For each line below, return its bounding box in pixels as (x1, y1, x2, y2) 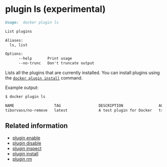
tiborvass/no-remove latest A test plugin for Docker (5, 108, 153, 113)
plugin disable (12, 140, 41, 146)
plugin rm (12, 156, 32, 162)
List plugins (5, 29, 32, 34)
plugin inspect (12, 145, 42, 151)
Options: (5, 51, 23, 57)
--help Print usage (18, 56, 72, 61)
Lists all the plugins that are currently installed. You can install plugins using (5, 70, 160, 76)
